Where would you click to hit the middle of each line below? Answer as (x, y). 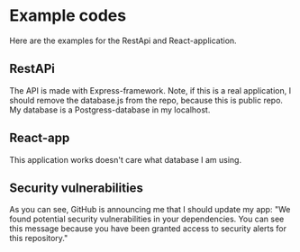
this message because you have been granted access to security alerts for (148, 229)
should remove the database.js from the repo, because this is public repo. (146, 100)
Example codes (68, 16)
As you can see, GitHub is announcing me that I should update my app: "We (150, 210)
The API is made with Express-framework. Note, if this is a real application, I (150, 90)
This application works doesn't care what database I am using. (125, 159)
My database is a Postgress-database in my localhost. (110, 110)
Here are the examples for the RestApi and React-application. (123, 40)
